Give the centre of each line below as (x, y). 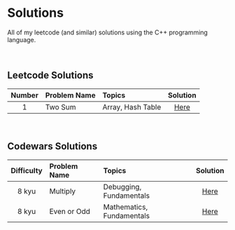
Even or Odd (70, 211)
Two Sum (60, 107)
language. (22, 39)
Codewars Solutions (52, 146)
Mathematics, (126, 207)
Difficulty (27, 170)
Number (24, 95)
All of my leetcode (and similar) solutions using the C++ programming (108, 32)
